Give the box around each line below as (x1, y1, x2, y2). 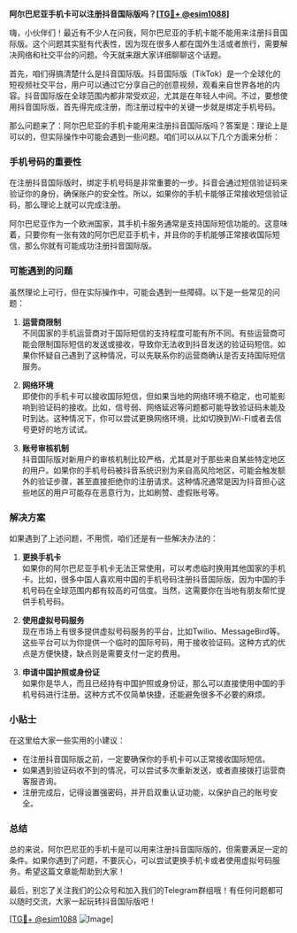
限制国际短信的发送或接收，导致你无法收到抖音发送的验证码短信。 (37, 338, 278, 349)
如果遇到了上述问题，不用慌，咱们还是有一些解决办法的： (9, 533, 218, 544)
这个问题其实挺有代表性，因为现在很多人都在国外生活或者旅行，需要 (32, 39, 280, 49)
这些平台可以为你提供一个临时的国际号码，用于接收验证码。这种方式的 (21, 636, 278, 647)
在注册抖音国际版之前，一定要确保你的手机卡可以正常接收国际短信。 (21, 754, 270, 765)
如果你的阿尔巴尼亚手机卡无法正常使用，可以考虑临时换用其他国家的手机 (21, 562, 286, 574)
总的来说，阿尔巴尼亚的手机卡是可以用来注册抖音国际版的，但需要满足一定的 (9, 844, 288, 855)
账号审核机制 (21, 443, 69, 453)
